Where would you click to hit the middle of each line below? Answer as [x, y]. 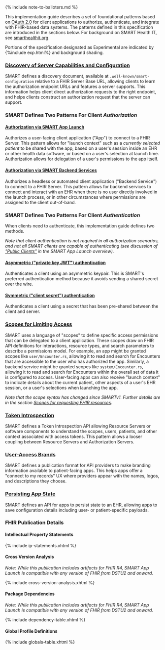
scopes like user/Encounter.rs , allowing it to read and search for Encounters [83, 356]
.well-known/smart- [130, 77]
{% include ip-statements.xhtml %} [41, 545]
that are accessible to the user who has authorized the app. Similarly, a [77, 361]
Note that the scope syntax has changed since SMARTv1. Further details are [83, 397]
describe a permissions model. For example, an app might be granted [76, 351]
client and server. [23, 311]
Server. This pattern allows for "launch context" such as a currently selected [82, 143]
